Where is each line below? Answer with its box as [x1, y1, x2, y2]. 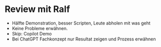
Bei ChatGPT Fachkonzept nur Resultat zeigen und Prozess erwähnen [11, 36, 156, 42]
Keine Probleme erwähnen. [11, 25, 68, 31]
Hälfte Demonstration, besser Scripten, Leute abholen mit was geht [11, 20, 150, 26]
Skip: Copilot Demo [11, 30, 52, 36]
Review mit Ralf [4, 3, 70, 15]
